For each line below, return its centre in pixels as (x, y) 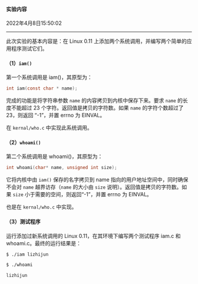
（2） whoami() (24, 142)
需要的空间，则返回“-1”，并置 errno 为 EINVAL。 (93, 194)
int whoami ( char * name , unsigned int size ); (62, 168)
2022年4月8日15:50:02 (34, 23)
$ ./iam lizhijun (27, 254)
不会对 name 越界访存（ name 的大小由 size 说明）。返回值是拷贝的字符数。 (94, 187)
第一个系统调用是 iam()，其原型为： (49, 77)
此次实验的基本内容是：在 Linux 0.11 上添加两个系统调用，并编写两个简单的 (96, 41)
